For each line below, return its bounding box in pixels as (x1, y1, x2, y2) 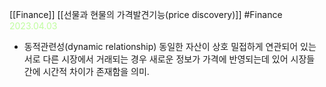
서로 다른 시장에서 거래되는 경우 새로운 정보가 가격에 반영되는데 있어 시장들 (23, 53, 316, 65)
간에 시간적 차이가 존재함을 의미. (23, 66, 150, 77)
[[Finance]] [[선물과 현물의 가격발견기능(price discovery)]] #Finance (9, 9, 283, 20)
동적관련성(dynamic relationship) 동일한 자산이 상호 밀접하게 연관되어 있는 (23, 41, 317, 52)
